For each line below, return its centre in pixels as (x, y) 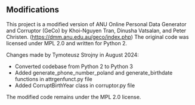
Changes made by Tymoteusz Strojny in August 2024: (72, 55)
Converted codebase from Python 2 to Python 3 (74, 66)
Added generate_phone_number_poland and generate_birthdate (94, 72)
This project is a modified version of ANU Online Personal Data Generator (96, 24)
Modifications (33, 10)
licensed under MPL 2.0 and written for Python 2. (66, 43)
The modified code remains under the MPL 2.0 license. (74, 97)
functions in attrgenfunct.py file (53, 79)
